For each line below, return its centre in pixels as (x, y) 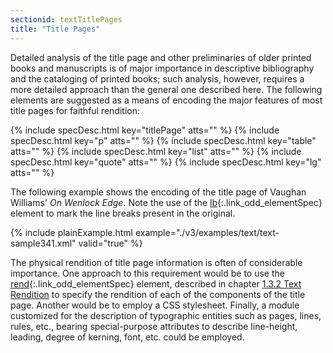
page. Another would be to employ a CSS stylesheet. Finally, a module (155, 305)
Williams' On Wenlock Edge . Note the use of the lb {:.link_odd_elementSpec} (166, 202)
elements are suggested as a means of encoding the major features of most (166, 100)
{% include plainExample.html (71, 232)
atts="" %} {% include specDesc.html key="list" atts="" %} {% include (156, 151)
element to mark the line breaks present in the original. (123, 213)
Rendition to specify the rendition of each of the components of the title (158, 294)
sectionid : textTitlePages (66, 19)
